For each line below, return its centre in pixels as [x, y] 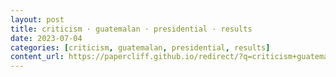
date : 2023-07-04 [46, 38]
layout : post [37, 19]
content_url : [37, 57]
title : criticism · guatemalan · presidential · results [131, 29]
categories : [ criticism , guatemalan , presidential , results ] [140, 47]
